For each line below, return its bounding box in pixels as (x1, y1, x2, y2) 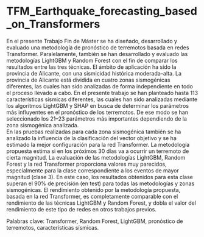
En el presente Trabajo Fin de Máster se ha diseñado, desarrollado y (6, 37, 178, 44)
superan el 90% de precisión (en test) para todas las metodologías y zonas (6, 180, 195, 187)
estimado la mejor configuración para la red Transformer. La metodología (6, 141, 190, 148)
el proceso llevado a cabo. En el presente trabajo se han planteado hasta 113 (6, 89, 199, 96)
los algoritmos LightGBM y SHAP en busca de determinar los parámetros (6, 102, 189, 109)
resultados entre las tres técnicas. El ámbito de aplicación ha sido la (6, 63, 177, 71)
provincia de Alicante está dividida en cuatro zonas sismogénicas (6, 76, 171, 83)
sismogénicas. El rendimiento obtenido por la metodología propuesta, (6, 186, 181, 193)
